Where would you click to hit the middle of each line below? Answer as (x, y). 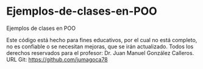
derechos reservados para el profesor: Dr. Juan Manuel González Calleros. (100, 53)
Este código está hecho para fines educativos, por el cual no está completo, (102, 40)
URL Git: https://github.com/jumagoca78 (57, 59)
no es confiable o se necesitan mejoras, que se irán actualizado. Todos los (100, 46)
